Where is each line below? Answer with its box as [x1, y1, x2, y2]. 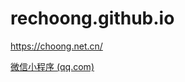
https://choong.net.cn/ [10, 40, 103, 52]
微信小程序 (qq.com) [10, 60, 95, 72]
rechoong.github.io [10, 7, 175, 30]
